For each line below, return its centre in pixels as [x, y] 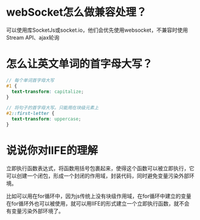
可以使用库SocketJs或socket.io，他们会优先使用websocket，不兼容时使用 [97, 30]
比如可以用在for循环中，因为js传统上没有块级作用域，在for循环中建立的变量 [99, 196]
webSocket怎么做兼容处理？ [77, 12]
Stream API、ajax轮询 [33, 37]
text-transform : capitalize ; [48, 91]
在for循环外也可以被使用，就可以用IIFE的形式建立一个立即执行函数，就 [93, 203]
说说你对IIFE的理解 [52, 151]
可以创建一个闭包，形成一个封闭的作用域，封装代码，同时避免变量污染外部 [98, 176]
